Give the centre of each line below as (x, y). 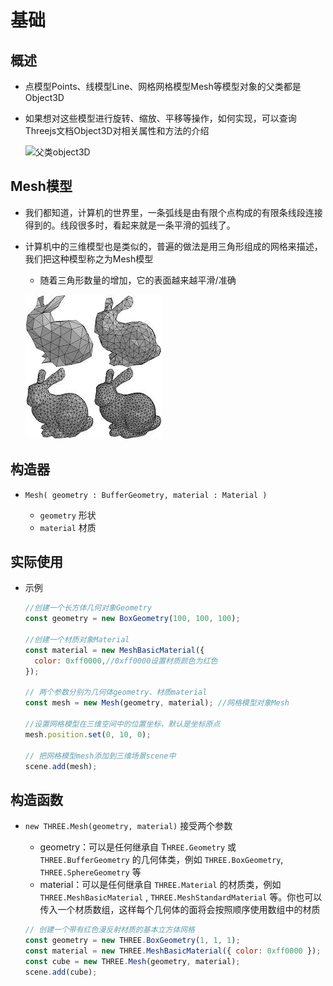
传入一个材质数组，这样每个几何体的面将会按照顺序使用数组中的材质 (180, 910)
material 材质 (68, 527)
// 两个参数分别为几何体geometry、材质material (116, 692)
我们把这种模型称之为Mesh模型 (89, 258)
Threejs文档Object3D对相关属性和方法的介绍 (117, 130)
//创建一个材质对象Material (77, 640)
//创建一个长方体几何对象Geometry (88, 608)
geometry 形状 (68, 515)
